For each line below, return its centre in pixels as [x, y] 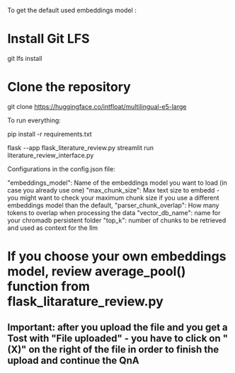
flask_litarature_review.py [86, 302]
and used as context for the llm [52, 228]
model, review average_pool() [97, 271]
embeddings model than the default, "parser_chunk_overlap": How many [113, 205]
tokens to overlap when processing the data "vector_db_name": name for [114, 212]
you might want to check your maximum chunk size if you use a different [113, 197]
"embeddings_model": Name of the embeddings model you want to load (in [117, 183]
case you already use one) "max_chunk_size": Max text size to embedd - [114, 190]
